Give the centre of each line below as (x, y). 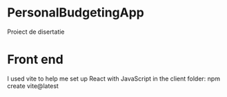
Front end (35, 60)
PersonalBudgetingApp (76, 13)
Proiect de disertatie (36, 32)
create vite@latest (33, 86)
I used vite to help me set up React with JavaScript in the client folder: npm (114, 78)
